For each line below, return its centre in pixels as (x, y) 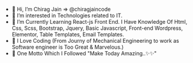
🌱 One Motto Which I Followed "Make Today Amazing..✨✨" (84, 53)
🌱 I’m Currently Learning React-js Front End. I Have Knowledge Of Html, (99, 22)
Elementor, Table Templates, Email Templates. (68, 34)
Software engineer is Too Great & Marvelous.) (68, 47)
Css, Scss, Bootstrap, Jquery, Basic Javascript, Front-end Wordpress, (97, 28)
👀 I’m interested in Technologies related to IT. (67, 15)
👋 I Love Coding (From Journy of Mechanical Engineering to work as (95, 41)
